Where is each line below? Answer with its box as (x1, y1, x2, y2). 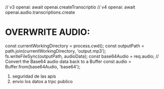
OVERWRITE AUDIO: (5, 27, 90, 38)
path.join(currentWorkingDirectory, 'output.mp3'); (5, 48, 106, 54)
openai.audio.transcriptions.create (5, 9, 75, 15)
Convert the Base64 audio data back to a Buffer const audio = (5, 59, 132, 64)
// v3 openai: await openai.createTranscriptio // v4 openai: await (5, 4, 135, 10)
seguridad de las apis (12, 73, 56, 79)
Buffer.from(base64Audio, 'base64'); (5, 63, 81, 69)
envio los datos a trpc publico (12, 78, 73, 84)
